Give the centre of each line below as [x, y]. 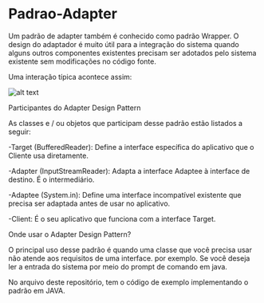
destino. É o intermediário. [51, 179]
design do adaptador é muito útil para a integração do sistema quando [124, 44]
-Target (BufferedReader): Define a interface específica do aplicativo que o [131, 147]
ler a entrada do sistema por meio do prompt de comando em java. [118, 266]
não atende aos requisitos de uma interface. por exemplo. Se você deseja [129, 258]
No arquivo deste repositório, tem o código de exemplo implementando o [128, 282]
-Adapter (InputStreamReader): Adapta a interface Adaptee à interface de [129, 171]
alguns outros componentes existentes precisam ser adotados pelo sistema [132, 53]
